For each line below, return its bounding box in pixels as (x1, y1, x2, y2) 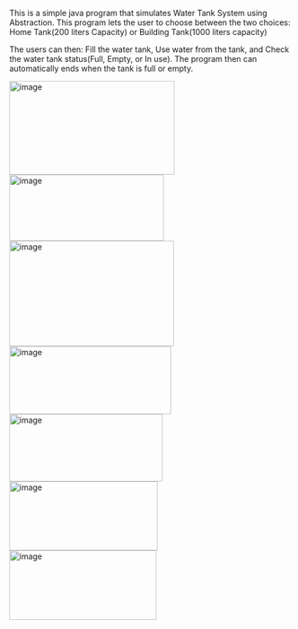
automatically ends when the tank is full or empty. (9, 63, 194, 74)
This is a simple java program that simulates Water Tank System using (9, 8, 267, 18)
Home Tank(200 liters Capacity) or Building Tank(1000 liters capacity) (9, 27, 267, 37)
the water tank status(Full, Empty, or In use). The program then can (9, 54, 258, 64)
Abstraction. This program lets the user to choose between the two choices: (9, 17, 291, 28)
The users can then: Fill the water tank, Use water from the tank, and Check (9, 44, 290, 55)
